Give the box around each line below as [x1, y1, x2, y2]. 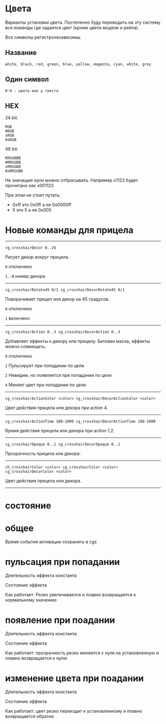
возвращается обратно [5, 714, 54, 720]
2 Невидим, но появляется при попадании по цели [5, 372, 112, 378]
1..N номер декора [5, 273, 45, 279]
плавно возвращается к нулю [5, 655, 68, 661]
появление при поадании [5, 615, 115, 625]
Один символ [5, 75, 49, 84]
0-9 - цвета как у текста [5, 88, 58, 93]
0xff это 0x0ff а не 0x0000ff [12, 202, 72, 208]
